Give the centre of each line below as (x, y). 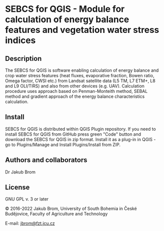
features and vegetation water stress (82, 30)
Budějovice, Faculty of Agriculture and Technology (56, 214)
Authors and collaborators (46, 160)
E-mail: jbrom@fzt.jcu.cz (30, 223)
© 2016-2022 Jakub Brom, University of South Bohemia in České (71, 209)
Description (23, 58)
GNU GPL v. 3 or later (27, 199)
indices (20, 41)
